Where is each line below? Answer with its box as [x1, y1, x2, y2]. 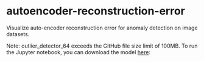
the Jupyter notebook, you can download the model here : [6, 48, 151, 55]
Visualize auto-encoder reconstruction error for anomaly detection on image [6, 24, 198, 31]
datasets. [6, 30, 30, 37]
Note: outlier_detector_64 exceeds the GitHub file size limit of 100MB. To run [6, 42, 198, 49]
